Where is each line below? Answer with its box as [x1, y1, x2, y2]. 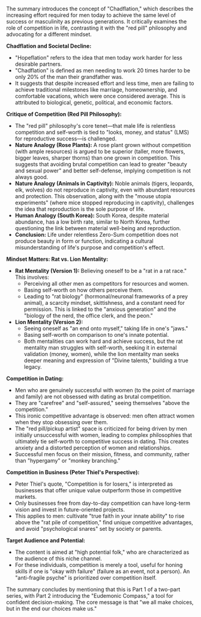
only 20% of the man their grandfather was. [14, 74, 124, 80]
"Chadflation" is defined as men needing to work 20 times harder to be [14, 67, 191, 74]
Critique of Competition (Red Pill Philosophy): [6, 111, 122, 117]
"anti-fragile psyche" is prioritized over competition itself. [14, 574, 157, 581]
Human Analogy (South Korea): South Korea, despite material [14, 212, 169, 219]
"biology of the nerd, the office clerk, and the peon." [23, 312, 153, 319]
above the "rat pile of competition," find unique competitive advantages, [14, 519, 193, 526]
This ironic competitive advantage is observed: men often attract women [14, 412, 195, 419]
